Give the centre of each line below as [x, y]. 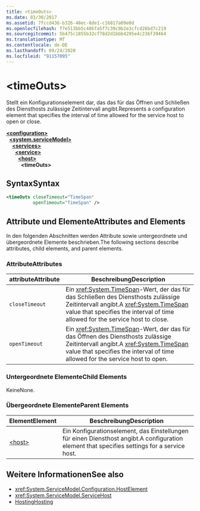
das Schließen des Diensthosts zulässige [123, 297]
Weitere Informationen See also [65, 475]
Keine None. [21, 390]
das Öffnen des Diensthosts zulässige [118, 336]
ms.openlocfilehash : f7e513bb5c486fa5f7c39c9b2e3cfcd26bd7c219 [86, 28]
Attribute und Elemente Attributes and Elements [96, 221]
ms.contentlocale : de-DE [37, 45]
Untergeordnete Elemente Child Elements [66, 377]
